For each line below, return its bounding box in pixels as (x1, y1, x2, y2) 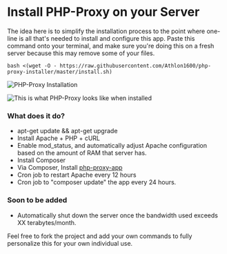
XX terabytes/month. (17, 218, 77, 226)
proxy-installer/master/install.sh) (7, 68, 112, 75)
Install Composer (17, 156, 66, 164)
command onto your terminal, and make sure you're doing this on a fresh (7, 41, 215, 50)
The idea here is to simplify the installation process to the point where (7, 27, 206, 35)
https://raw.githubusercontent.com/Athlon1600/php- (59, 62, 212, 69)
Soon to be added (7, 195, 68, 205)
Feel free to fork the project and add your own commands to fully (7, 232, 193, 240)
